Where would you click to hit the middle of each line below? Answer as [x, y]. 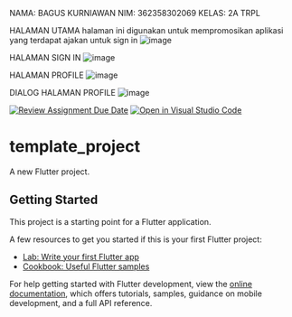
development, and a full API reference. [81, 303]
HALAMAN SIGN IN [45, 57]
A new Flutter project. [50, 172]
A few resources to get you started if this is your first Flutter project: [136, 239]
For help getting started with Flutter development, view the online [131, 284]
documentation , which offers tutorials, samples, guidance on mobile [136, 294]
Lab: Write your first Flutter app [81, 256]
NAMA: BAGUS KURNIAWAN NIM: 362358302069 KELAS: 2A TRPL [135, 13]
